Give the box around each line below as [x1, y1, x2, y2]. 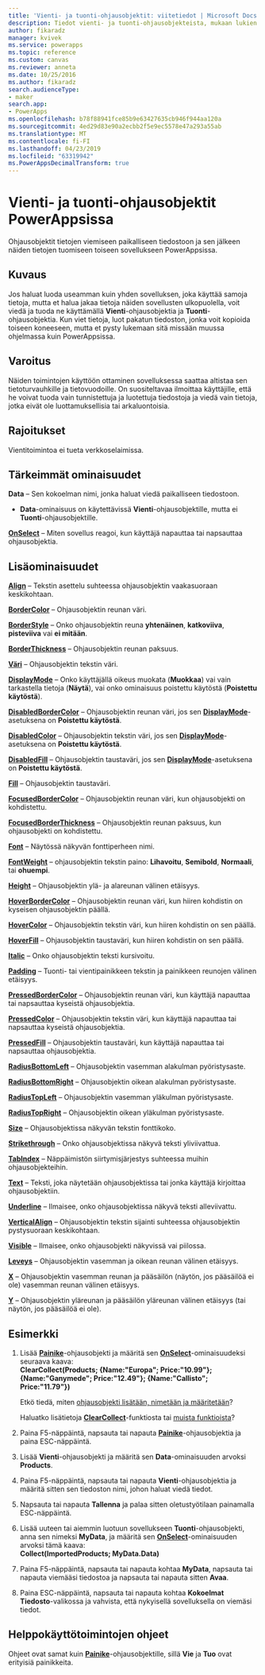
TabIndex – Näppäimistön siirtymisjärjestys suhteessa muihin [8, 1154, 209, 1164]
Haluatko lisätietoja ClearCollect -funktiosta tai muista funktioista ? [19, 1412, 236, 1422]
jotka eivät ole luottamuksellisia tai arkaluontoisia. [8, 400, 171, 410]
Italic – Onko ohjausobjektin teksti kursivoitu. [8, 951, 155, 961]
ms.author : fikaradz [8, 78, 77, 86]
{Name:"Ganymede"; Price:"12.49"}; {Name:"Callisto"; [19, 1373, 209, 1383]
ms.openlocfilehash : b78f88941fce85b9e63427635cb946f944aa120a [8, 115, 222, 123]
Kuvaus [8, 268, 47, 282]
